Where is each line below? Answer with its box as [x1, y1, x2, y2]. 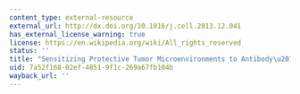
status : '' [9, 47, 50, 56]
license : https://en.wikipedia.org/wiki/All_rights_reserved [9, 38, 242, 47]
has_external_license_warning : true [9, 30, 146, 38]
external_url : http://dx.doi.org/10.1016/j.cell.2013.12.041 [9, 21, 242, 30]
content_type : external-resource [9, 13, 134, 22]
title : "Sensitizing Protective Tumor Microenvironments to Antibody [9, 55, 274, 64]
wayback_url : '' [9, 72, 70, 81]
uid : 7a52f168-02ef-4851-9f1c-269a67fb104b [9, 64, 174, 73]
